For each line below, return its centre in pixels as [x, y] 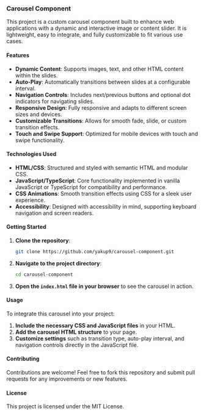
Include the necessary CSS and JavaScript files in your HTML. [95, 325]
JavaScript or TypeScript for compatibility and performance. [91, 187]
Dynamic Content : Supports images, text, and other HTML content [99, 69]
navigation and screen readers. [54, 213]
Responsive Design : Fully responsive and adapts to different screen [101, 107]
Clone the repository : [43, 240]
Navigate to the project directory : [58, 263]
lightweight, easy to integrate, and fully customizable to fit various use [95, 35]
